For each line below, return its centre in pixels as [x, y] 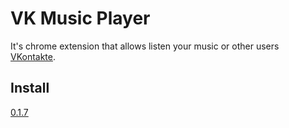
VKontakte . [33, 56]
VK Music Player [80, 18]
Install [30, 88]
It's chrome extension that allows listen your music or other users [145, 46]
